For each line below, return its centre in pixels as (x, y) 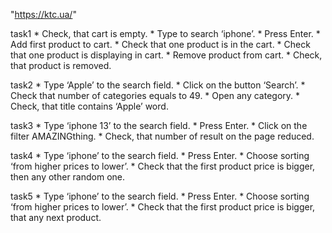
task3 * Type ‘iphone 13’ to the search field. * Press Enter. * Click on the (159, 125)
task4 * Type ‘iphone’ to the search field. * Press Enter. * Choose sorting (160, 155)
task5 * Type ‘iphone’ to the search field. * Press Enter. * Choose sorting (160, 196)
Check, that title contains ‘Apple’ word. (89, 106)
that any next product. (56, 217)
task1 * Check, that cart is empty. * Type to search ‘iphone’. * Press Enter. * (165, 33)
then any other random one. (68, 177)
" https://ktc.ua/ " (43, 14)
